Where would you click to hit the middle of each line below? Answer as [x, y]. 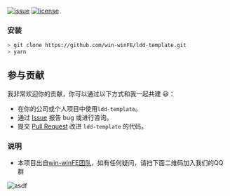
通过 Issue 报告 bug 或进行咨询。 [65, 117]
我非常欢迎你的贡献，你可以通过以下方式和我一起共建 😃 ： [91, 93]
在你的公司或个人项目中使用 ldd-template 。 [79, 108]
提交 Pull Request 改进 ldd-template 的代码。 [82, 126]
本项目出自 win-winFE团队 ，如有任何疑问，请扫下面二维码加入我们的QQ [120, 163]
